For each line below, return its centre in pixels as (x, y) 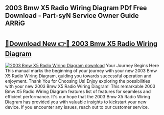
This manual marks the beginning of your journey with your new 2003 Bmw (81, 71)
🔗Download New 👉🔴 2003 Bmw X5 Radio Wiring (81, 44)
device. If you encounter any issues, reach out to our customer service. (77, 107)
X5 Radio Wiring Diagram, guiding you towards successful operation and (78, 76)
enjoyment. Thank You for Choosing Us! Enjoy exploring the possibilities (78, 81)
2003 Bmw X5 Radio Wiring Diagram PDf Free (76, 8)
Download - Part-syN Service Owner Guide (72, 16)
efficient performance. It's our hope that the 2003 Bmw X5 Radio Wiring (78, 97)
